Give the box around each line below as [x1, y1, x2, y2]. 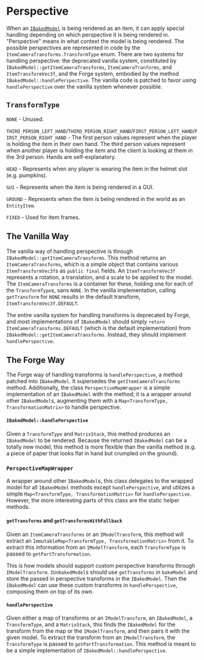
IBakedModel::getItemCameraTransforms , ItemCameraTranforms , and [6, 63, 172, 71]
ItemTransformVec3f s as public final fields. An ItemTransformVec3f [6, 267, 176, 274]
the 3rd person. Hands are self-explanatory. [6, 153, 116, 160]
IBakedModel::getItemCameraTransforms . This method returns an [6, 254, 166, 261]
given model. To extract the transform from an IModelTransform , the [6, 634, 175, 641]
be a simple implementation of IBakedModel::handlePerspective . [6, 647, 167, 654]
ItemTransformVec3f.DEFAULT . [6, 299, 79, 307]
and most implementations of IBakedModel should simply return [6, 318, 166, 325]
